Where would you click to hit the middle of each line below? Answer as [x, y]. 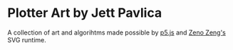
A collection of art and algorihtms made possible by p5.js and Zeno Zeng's [117, 32]
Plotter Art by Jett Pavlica [85, 13]
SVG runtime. [27, 39]
